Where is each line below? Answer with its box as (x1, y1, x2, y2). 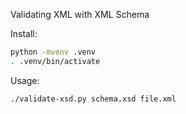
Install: (10, 28, 38, 39)
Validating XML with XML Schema (10, 9, 150, 20)
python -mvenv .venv (10, 47, 97, 57)
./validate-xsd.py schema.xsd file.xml (10, 94, 177, 104)
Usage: (10, 74, 40, 86)
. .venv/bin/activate (10, 56, 101, 66)
